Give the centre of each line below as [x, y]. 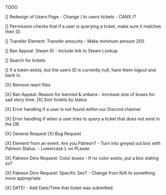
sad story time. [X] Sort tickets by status [46, 99]
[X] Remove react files [28, 85]
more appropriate [23, 178]
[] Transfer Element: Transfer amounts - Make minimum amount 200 [75, 41]
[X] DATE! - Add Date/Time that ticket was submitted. [59, 188]
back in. [13, 75]
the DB [12, 124]
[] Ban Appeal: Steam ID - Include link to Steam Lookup [61, 51]
